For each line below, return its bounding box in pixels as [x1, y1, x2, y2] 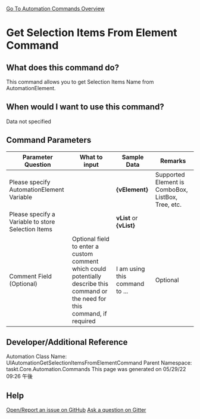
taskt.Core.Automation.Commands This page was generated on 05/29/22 [6, 366, 186, 373]
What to [79, 152, 103, 161]
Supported [155, 170, 186, 179]
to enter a [71, 242, 99, 250]
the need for [71, 294, 107, 302]
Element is [155, 178, 185, 186]
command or [71, 287, 108, 295]
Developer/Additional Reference [6, 337, 128, 347]
